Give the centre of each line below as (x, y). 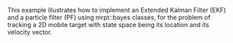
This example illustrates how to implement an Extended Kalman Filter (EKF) (117, 10)
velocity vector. (30, 32)
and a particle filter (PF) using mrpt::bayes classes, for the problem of (109, 17)
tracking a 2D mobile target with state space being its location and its (108, 25)
